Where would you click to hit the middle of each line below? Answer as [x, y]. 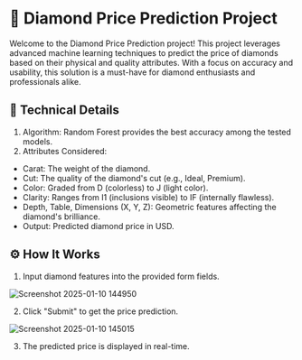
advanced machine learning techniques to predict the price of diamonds [144, 52]
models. [38, 141]
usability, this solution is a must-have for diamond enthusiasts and [132, 72]
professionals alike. [45, 81]
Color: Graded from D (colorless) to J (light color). [115, 188]
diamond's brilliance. [61, 217]
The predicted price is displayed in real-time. [106, 346]
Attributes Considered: [65, 151]
